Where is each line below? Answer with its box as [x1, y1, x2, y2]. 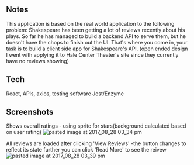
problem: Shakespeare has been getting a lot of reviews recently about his [6, 26, 185, 33]
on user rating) [6, 129, 42, 136]
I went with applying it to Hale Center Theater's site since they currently [6, 51, 179, 58]
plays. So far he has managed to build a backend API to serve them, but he [6, 32, 186, 40]
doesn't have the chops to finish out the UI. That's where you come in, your [6, 39, 188, 46]
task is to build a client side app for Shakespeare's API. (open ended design [6, 45, 188, 52]
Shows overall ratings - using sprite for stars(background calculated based [6, 122, 186, 129]
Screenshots [6, 107, 54, 117]
